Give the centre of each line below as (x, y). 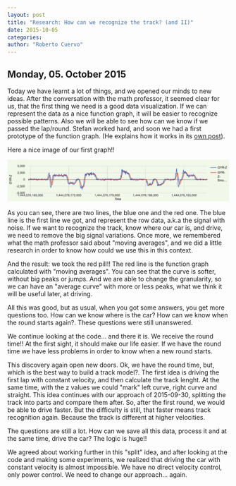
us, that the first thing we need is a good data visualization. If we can (107, 106)
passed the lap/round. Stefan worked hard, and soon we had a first (105, 128)
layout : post (26, 15)
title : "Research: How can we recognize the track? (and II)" (100, 22)
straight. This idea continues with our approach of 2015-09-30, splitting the (117, 394)
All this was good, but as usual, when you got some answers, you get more (116, 308)
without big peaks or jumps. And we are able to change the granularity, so (114, 279)
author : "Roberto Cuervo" (45, 45)
